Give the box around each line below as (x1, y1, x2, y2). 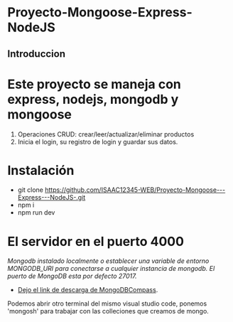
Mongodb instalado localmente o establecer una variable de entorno (7, 257, 210, 265)
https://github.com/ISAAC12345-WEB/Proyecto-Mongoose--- (45, 186, 226, 194)
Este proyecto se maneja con (7, 76, 181, 92)
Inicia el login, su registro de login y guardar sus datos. (17, 137, 178, 146)
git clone (17, 186, 44, 194)
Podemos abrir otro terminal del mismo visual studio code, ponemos (7, 299, 207, 308)
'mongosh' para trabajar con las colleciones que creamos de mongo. (7, 307, 210, 316)
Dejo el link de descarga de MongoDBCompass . (17, 286, 158, 294)
